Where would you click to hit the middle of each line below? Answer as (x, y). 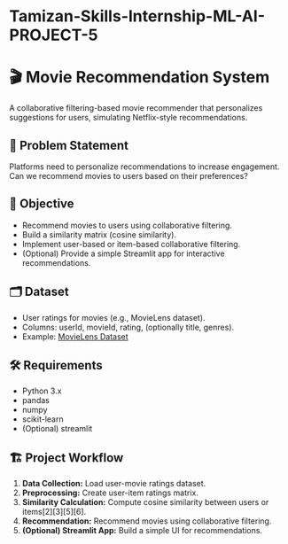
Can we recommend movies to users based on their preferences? (128, 175)
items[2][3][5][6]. (54, 512)
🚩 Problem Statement (69, 145)
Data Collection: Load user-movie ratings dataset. (114, 484)
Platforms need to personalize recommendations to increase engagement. (144, 167)
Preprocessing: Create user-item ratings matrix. (110, 493)
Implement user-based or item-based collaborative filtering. (131, 244)
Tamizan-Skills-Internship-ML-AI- (137, 16)
